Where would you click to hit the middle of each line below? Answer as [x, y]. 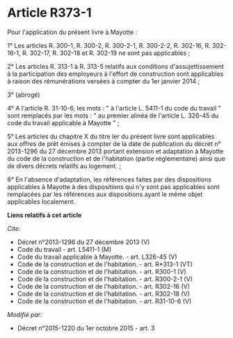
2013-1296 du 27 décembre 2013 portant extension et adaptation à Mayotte [115, 151]
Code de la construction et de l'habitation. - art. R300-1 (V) [102, 271]
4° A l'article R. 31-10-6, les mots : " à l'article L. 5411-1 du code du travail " [114, 108]
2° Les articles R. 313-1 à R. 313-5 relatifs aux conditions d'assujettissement [115, 66]
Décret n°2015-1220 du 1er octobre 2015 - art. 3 [86, 328]
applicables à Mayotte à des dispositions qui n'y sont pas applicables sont [114, 186]
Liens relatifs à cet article [45, 215]
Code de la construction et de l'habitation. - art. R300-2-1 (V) [105, 279]
